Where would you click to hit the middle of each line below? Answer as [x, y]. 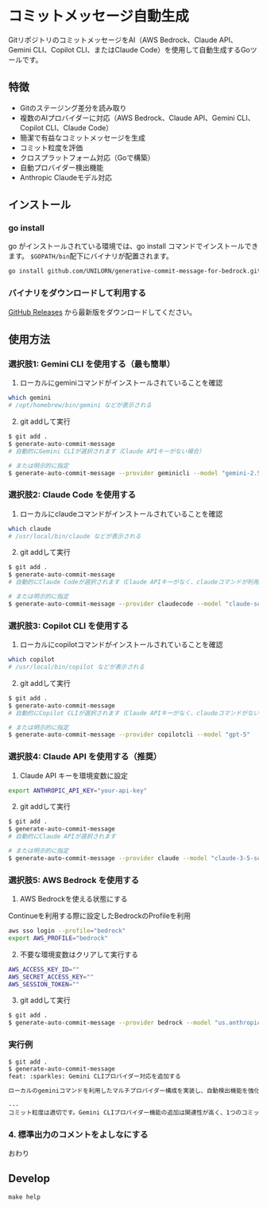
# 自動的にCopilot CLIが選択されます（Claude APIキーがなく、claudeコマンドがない [134, 713]
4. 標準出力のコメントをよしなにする [78, 1134]
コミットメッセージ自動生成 [99, 16]
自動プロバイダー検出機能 [62, 167]
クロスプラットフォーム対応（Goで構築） [87, 157]
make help [25, 1197]
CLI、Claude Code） [79, 127]
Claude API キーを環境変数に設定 [74, 775]
